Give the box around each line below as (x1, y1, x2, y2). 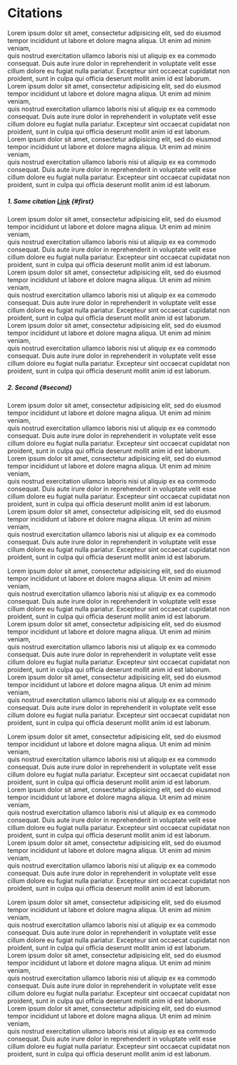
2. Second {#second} (7, 383, 73, 391)
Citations (7, 5, 63, 21)
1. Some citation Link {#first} (7, 196, 94, 205)
